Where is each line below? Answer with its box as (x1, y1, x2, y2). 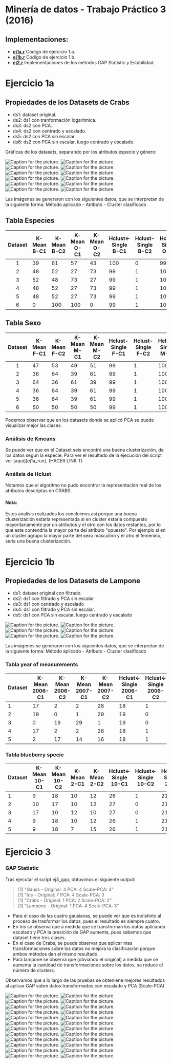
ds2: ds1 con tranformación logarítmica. (12, 117, 97, 123)
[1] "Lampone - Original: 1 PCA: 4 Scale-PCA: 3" (17, 903, 119, 909)
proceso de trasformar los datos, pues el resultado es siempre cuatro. (12, 918, 160, 924)
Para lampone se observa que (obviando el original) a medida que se (12, 956, 158, 962)
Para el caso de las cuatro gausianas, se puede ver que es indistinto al (12, 912, 161, 919)
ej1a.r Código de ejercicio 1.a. (12, 49, 76, 54)
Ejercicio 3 (5, 846, 51, 858)
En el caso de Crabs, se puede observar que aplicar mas (12, 940, 133, 946)
